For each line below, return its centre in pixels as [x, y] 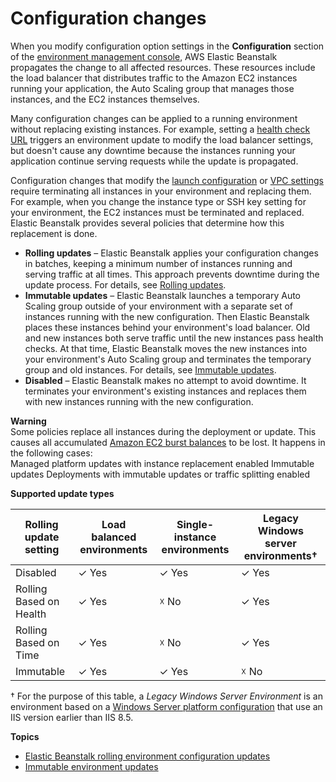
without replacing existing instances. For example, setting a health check [160, 129]
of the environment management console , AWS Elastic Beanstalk [144, 56]
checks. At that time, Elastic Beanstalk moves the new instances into [166, 348]
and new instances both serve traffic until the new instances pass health [174, 338]
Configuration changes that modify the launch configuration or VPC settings [167, 180]
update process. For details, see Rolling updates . [125, 284]
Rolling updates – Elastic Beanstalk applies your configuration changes [171, 253]
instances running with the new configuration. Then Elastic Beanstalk [167, 316]
